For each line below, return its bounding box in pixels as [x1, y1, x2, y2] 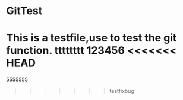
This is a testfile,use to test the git [6, 31, 177, 45]
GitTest [6, 4, 43, 18]
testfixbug [109, 88, 135, 95]
